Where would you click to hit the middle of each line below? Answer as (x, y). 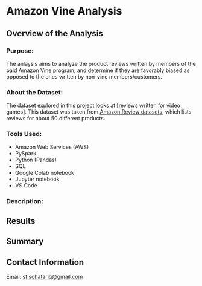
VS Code (26, 186)
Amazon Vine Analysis (64, 11)
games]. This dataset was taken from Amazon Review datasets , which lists (99, 112)
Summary (25, 242)
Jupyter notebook (37, 179)
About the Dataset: (35, 92)
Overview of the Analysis (55, 34)
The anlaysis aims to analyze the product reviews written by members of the (101, 63)
